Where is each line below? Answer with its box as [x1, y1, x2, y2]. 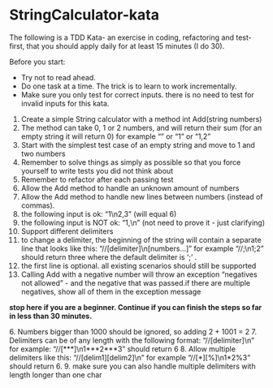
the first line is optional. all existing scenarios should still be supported [20, 261, 257, 270]
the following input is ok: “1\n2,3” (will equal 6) [20, 209, 177, 218]
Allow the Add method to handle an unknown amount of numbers [20, 183, 240, 192]
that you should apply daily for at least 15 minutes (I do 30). [26, 41, 225, 50]
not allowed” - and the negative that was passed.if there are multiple [20, 278, 251, 287]
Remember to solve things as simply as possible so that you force [20, 157, 241, 167]
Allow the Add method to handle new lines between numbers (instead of [20, 192, 263, 201]
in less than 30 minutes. [9, 311, 93, 321]
